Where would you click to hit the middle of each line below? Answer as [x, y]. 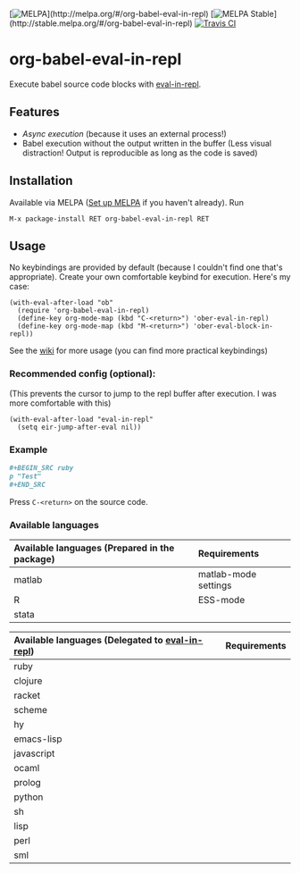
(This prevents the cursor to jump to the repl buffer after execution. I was [143, 393]
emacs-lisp [38, 739]
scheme [30, 709]
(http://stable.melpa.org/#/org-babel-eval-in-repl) [101, 23]
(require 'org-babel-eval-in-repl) [83, 311]
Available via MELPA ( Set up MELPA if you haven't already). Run [126, 202]
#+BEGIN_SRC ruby [42, 468]
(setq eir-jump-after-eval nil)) [79, 427]
